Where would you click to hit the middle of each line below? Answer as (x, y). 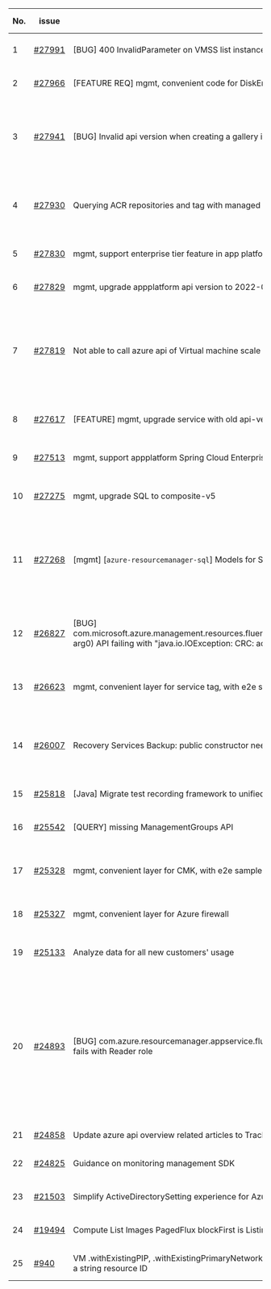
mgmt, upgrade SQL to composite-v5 (144, 496)
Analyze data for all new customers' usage (154, 952)
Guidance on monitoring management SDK (154, 1163)
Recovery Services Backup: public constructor (161, 745)
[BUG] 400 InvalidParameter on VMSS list (152, 50)
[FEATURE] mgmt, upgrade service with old (155, 419)
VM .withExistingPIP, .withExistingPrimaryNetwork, (169, 1258)
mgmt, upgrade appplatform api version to (153, 287)
